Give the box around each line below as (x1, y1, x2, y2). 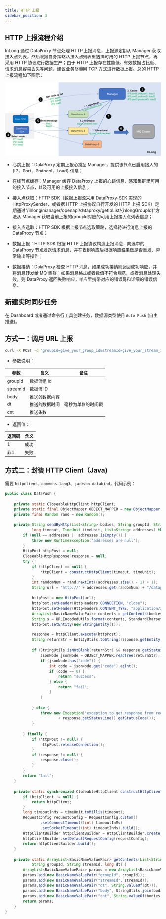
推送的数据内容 (29, 394, 60, 400)
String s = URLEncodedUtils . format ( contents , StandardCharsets (31, 616, 165, 622)
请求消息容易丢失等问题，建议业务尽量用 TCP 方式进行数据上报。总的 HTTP (5, 66, 159, 72)
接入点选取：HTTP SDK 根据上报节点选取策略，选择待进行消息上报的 (12, 224, 152, 230)
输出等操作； (16, 253, 43, 259)
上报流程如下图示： (5, 72, 44, 78)
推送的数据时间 (29, 402, 60, 407)
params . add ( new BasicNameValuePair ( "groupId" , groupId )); (23, 872, 145, 877)
